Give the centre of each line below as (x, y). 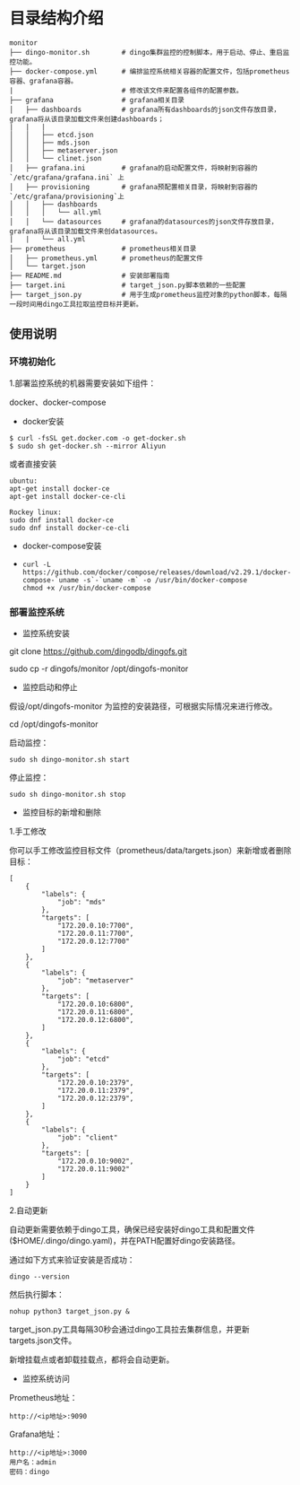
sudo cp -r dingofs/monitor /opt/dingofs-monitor (99, 668)
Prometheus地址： (43, 1397)
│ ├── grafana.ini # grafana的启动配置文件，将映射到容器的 (133, 168)
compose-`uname (51, 580)
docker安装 (43, 421)
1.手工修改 (28, 831)
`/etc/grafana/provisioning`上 (67, 197)
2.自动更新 (29, 1210)
